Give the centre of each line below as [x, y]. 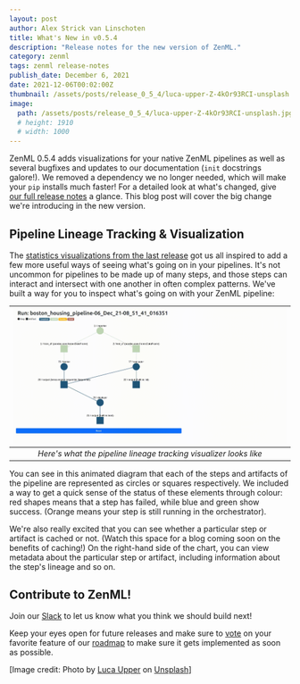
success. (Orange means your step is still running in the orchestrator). [138, 511]
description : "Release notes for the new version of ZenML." [125, 47]
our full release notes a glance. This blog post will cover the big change [141, 196]
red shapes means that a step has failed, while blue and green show [134, 502]
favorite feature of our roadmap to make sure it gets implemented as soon [145, 643]
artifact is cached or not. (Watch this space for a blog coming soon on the [145, 538]
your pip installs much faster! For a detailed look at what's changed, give [143, 187]
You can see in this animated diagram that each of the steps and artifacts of [149, 473]
